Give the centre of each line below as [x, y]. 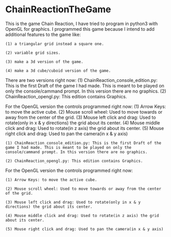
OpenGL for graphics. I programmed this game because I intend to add [80, 29]
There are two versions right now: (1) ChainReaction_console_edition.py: [81, 80]
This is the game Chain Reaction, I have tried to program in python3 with [81, 24]
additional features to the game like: [43, 34]
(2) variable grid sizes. [33, 53]
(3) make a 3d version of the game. [44, 62]
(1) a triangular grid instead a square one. [55, 44]
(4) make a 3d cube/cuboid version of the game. [58, 71]
